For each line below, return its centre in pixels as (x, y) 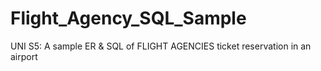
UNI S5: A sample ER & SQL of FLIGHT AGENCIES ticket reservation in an (161, 46)
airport (24, 56)
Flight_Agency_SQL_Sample (128, 18)
